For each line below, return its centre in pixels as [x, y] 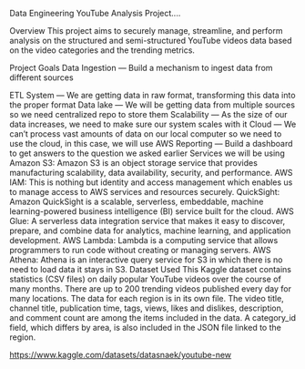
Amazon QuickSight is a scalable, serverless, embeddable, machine [137, 201]
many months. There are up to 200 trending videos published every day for [150, 289]
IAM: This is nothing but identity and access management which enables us [151, 182]
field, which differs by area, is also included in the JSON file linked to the [146, 328]
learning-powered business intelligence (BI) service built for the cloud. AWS [152, 211]
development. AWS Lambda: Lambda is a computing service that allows [144, 240]
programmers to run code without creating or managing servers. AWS [140, 250]
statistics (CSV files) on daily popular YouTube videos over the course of [146, 279]
